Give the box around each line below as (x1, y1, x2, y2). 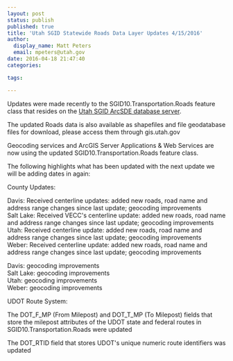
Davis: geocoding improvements (7, 261, 100, 269)
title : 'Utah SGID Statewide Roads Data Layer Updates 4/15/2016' (7, 29, 203, 37)
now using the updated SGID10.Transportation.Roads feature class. (7, 149, 199, 157)
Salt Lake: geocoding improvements (7, 269, 110, 277)
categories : (7, 62, 42, 69)
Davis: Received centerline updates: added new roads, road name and (7, 196, 208, 205)
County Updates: (7, 183, 56, 191)
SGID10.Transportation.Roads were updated (7, 325, 132, 333)
